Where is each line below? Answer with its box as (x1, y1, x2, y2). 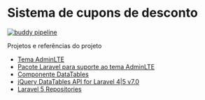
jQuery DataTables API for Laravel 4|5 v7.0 (17, 77, 140, 85)
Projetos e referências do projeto (7, 41, 102, 50)
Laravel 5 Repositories (17, 85, 82, 93)
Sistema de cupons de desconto (7, 5, 198, 21)
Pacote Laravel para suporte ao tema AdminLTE (17, 62, 155, 71)
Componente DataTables (17, 70, 89, 78)
